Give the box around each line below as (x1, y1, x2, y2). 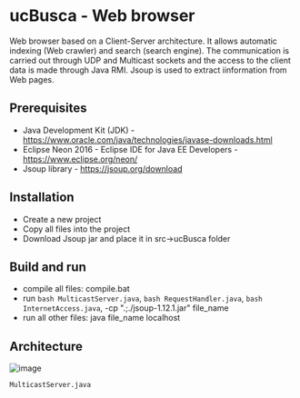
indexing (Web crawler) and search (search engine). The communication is (9, 45, 289, 55)
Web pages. (9, 74, 55, 85)
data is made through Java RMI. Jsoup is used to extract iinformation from (9, 65, 288, 75)
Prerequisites (9, 101, 87, 116)
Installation (9, 190, 75, 205)
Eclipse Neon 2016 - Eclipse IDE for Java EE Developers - (22, 144, 238, 154)
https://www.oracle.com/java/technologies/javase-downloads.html (22, 134, 273, 145)
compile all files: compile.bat (22, 284, 130, 294)
